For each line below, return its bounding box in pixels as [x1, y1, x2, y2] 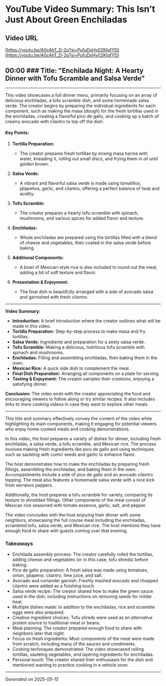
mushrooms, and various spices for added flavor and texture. [19, 215, 144, 221]
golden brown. [19, 161, 49, 167]
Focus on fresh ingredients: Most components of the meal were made [12, 636, 155, 642]
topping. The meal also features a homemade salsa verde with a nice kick [5, 477, 155, 483]
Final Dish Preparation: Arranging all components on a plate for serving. [12, 371, 160, 376]
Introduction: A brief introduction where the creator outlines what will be [12, 318, 161, 324]
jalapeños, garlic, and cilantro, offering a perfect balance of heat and [19, 186, 160, 191]
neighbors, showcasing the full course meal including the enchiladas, [5, 517, 146, 523]
